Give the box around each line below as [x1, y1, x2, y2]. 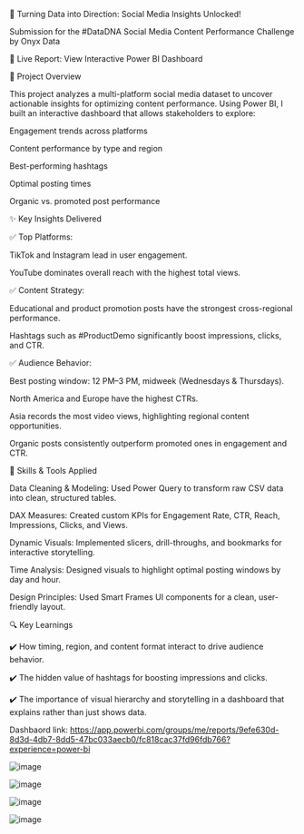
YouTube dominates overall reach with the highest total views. [9, 268, 241, 278]
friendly [9, 602, 39, 612]
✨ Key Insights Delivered [9, 213, 103, 224]
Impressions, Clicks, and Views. [9, 520, 129, 530]
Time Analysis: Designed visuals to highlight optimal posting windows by [9, 564, 281, 575]
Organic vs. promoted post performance [9, 196, 161, 206]
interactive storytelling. [9, 547, 95, 557]
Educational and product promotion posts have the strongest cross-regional [9, 303, 293, 313]
